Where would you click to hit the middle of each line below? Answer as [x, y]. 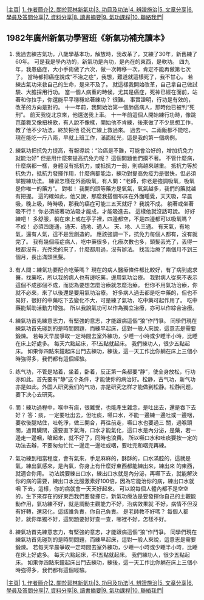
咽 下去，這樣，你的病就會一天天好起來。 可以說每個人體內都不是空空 [102, 488]
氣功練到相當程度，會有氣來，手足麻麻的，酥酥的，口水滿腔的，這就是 [103, 458]
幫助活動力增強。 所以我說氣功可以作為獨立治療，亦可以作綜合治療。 [112, 308]
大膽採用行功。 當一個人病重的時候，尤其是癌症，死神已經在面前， [109, 92]
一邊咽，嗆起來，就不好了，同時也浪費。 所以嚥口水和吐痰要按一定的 [112, 438]
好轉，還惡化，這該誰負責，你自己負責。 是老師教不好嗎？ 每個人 [102, 511]
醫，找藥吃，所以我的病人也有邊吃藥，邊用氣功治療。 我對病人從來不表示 [106, 277]
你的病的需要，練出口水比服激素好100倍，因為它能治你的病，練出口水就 [105, 481]
